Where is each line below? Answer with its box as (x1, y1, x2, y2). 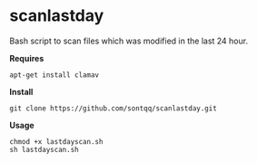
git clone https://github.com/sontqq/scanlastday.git (9, 103, 218, 113)
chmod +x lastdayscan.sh (9, 137, 104, 146)
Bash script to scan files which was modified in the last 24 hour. (9, 35, 248, 46)
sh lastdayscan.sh (9, 145, 79, 154)
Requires (9, 53, 44, 63)
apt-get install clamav (9, 70, 100, 80)
